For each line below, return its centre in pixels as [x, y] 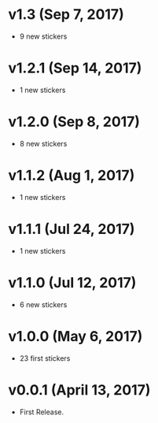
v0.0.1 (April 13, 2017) [79, 390]
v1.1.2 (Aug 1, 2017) [72, 176]
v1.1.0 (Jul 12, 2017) [72, 282]
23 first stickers [45, 358]
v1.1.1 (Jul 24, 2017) [72, 229]
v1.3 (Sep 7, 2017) [66, 15]
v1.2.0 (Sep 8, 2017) [74, 122]
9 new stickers [43, 36]
